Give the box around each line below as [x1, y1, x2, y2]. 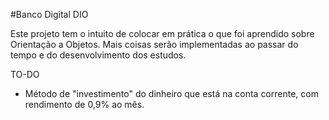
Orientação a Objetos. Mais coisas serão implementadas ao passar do [10, 39, 299, 50]
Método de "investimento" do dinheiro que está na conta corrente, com [24, 88, 319, 99]
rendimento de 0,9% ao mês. [24, 99, 145, 110]
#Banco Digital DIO [10, 9, 89, 20]
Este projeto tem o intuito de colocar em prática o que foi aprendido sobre [10, 28, 315, 39]
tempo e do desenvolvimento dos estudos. [10, 49, 187, 61]
